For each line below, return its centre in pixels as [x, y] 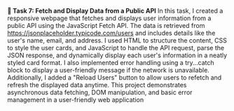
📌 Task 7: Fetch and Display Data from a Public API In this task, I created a [115, 11]
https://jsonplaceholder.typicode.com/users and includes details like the [111, 33]
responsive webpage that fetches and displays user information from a [109, 18]
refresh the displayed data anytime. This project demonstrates [97, 85]
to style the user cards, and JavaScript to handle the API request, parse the [116, 48]
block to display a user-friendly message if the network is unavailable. [109, 70]
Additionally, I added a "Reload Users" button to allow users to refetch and [115, 77]
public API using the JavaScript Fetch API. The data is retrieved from [106, 25]
